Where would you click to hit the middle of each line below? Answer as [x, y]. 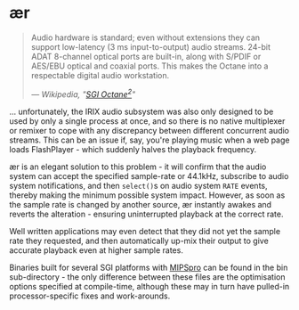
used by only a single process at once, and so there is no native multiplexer [147, 121]
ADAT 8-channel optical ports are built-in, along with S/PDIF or [146, 56]
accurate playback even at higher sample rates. [97, 250]
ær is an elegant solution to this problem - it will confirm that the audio [138, 167]
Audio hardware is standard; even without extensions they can [145, 37]
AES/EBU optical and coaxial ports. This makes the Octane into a [149, 66]
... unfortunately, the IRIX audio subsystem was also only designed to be [141, 111]
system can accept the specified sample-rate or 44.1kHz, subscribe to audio [149, 175]
